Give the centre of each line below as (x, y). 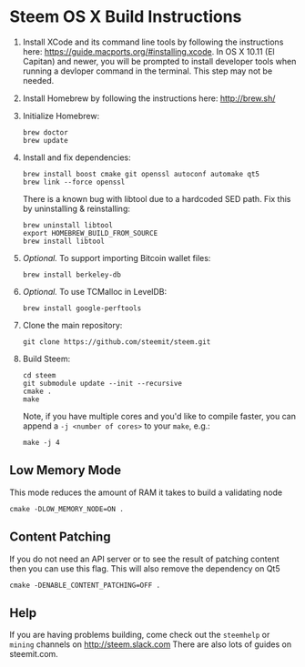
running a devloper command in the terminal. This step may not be (147, 71)
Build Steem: (46, 359)
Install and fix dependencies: (76, 157)
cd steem (39, 375)
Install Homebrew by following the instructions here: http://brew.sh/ (149, 98)
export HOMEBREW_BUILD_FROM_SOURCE (90, 233)
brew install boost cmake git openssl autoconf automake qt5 (141, 174)
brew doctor (45, 132)
